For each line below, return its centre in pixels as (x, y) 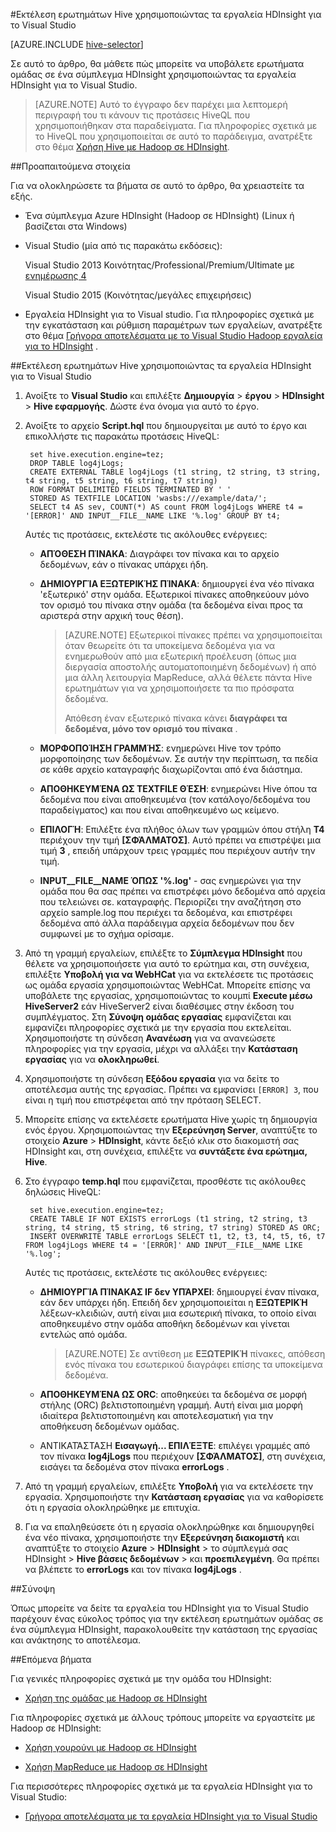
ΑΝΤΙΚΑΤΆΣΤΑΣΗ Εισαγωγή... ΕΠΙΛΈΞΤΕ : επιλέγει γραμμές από (175, 1445)
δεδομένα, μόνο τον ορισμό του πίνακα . (151, 728)
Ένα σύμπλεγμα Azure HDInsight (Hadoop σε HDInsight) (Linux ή (159, 215)
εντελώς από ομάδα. (83, 1334)
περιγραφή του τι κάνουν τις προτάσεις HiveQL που (142, 115)
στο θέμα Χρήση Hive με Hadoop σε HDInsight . (132, 147)
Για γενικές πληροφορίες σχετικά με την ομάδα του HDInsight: (141, 1678)
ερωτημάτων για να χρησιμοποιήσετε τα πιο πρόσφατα (179, 688)
